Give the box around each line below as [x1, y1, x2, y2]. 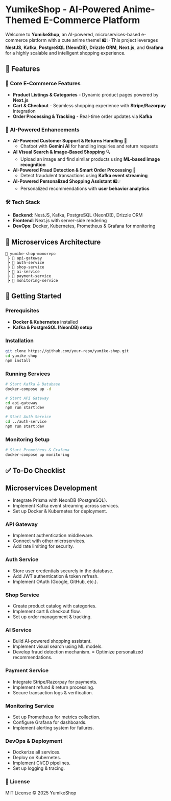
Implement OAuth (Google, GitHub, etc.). [12, 578, 98, 585]
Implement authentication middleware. [12, 532, 93, 539]
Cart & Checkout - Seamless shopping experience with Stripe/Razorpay [12, 102, 166, 108]
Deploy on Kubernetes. [12, 755, 61, 761]
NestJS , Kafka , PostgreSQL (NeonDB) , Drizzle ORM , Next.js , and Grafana [5, 44, 164, 51]
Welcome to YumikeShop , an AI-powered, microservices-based [5, 31, 140, 37]
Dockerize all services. [12, 749, 61, 755]
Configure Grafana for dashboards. [12, 719, 87, 725]
